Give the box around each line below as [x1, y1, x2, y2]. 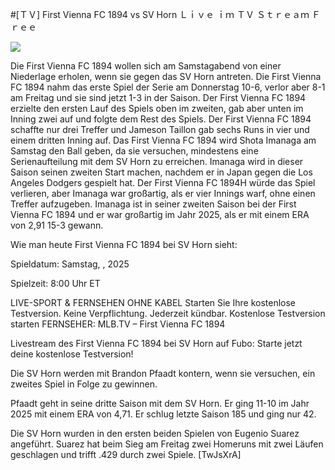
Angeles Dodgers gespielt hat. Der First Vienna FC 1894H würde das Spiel [10, 177, 316, 188]
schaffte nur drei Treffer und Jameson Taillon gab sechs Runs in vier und [10, 124, 310, 135]
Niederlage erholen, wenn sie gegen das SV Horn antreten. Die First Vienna [10, 71, 322, 82]
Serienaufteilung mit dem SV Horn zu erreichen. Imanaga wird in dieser [10, 156, 304, 167]
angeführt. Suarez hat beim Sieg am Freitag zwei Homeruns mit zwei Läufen [10, 438, 324, 450]
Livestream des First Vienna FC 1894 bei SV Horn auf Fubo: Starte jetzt [10, 338, 303, 349]
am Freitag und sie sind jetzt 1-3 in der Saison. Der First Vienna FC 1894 [10, 92, 307, 103]
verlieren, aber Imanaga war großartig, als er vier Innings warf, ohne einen [10, 188, 316, 199]
